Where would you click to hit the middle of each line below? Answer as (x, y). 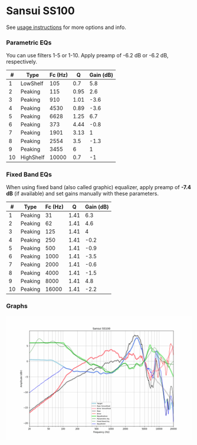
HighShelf (32, 157)
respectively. (22, 62)
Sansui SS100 (40, 11)
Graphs (17, 306)
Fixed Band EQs (29, 174)
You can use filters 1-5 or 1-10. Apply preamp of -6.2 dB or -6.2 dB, (88, 56)
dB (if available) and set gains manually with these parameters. (83, 194)
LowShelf (32, 83)
